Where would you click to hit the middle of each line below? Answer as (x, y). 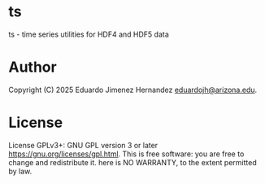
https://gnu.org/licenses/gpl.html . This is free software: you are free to (126, 154)
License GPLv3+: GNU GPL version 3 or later (83, 145)
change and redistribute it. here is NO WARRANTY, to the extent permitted (133, 162)
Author (33, 67)
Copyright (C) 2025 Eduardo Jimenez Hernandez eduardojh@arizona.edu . (133, 90)
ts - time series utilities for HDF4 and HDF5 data (89, 34)
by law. (20, 171)
